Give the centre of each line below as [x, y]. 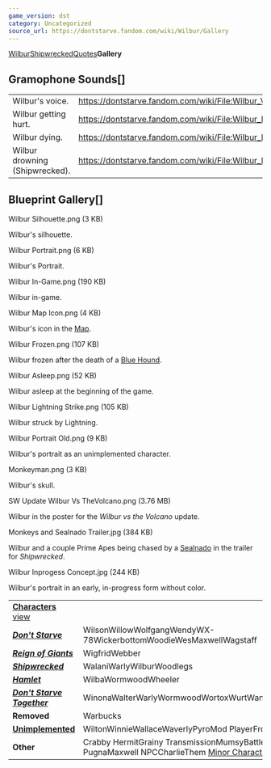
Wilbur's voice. [41, 101]
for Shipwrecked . [37, 556]
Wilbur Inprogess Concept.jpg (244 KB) [74, 572]
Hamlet [27, 679]
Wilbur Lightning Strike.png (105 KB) [69, 407]
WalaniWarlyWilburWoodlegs [138, 666]
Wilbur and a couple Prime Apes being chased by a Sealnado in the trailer [131, 548]
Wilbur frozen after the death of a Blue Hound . [85, 360]
